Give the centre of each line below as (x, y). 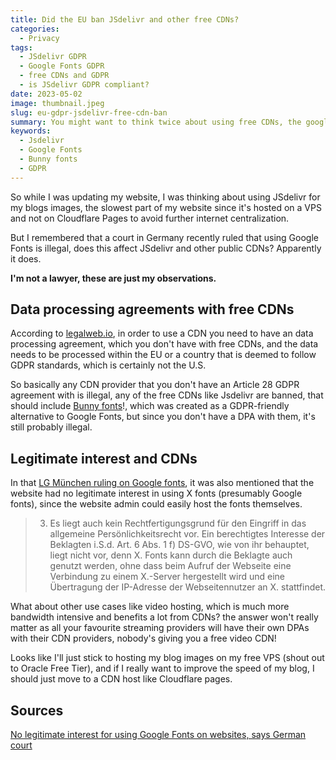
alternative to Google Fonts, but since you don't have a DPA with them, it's (163, 417)
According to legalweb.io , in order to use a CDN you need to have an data (162, 333)
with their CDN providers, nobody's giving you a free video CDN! (143, 638)
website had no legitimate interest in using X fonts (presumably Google (156, 493)
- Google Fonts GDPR (62, 66)
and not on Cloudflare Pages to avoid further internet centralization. (150, 218)
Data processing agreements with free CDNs (152, 309)
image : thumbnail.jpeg (57, 103)
